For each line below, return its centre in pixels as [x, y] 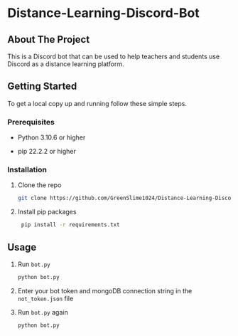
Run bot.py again [43, 312]
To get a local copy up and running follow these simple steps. [97, 103]
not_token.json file [45, 298]
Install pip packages [47, 212]
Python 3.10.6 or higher [52, 137]
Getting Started [42, 86]
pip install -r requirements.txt [70, 225]
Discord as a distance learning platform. [66, 64]
